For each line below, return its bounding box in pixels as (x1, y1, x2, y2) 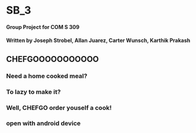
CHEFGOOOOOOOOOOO (6, 54, 99, 64)
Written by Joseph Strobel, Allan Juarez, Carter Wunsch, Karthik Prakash (6, 37, 191, 44)
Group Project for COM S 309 (6, 23, 80, 30)
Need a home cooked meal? (6, 72, 88, 80)
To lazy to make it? (6, 87, 61, 96)
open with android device (6, 119, 81, 128)
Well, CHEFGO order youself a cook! (6, 103, 112, 112)
